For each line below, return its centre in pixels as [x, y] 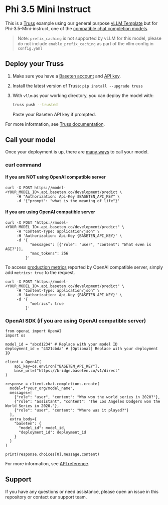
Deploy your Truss [35, 64]
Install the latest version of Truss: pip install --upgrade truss [77, 86]
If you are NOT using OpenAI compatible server [56, 177]
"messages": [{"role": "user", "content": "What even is [91, 244]
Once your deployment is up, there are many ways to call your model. [77, 152]
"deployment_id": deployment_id [52, 433]
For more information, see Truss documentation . [55, 124]
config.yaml [30, 48]
